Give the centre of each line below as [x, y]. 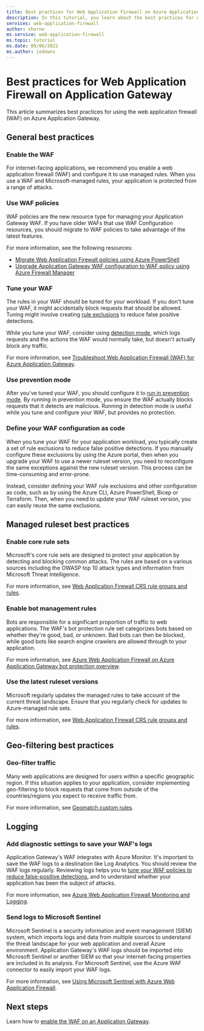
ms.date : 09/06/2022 [32, 46]
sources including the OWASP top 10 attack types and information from [95, 568]
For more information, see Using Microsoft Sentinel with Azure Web [90, 981]
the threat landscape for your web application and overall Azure [86, 943]
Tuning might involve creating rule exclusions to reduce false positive [93, 314]
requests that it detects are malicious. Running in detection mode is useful [99, 406]
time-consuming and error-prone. [48, 474]
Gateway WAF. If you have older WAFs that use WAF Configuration [90, 223]
